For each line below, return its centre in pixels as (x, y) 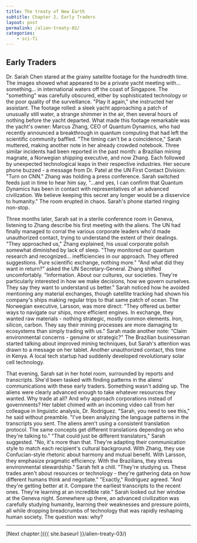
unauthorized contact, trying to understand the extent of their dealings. (92, 237)
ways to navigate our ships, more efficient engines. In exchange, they (90, 312)
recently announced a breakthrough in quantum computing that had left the (97, 133)
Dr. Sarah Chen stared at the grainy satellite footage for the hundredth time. (97, 76)
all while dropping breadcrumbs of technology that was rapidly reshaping (95, 510)
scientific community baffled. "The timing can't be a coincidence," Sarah (94, 139)
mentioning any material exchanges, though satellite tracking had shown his (98, 293)
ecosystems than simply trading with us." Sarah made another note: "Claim (96, 331)
